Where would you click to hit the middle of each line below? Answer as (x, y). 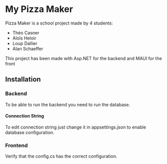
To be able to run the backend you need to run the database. (68, 104)
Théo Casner (26, 32)
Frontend (16, 145)
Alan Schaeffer (28, 48)
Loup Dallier (25, 43)
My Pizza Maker (39, 9)
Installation (23, 79)
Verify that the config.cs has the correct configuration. (61, 156)
